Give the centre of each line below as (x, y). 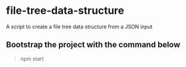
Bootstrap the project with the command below (93, 45)
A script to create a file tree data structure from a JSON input (79, 27)
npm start (32, 58)
